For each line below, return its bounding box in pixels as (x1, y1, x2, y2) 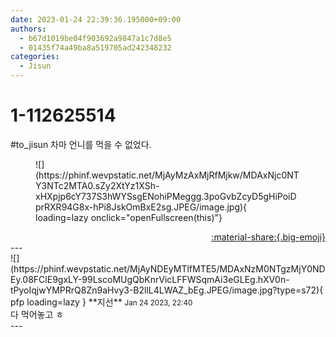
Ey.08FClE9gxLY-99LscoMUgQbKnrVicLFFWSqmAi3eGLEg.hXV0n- (10, 273, 290, 285)
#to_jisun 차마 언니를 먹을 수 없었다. (10, 138, 152, 150)
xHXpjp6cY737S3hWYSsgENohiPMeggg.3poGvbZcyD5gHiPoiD (35, 190, 297, 202)
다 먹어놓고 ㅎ (10, 308, 65, 320)
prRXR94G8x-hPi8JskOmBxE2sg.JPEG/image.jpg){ (35, 201, 248, 213)
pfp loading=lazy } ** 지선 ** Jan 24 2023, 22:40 (10, 296, 193, 308)
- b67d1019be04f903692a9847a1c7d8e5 (19, 33, 172, 43)
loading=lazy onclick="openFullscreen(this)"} (35, 211, 223, 223)
